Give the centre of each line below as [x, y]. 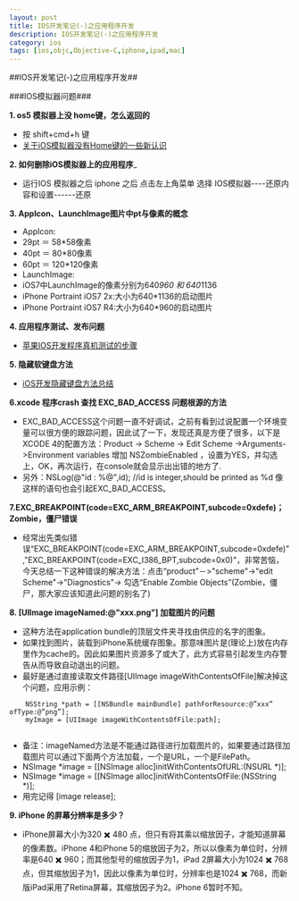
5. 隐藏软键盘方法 [41, 365]
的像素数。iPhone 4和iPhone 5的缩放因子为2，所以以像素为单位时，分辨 [155, 848]
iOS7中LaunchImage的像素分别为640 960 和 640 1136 [119, 285]
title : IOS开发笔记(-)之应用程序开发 [72, 26]
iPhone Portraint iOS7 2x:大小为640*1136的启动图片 [118, 297]
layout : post [33, 17]
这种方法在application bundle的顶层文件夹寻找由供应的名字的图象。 [146, 632]
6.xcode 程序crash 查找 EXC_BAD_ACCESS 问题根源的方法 [118, 402]
